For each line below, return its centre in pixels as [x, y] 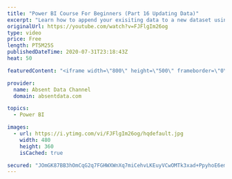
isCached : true [41, 153]
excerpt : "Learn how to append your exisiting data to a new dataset [109, 20]
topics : [18, 108]
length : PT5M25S [30, 45]
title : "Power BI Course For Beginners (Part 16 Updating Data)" [103, 13]
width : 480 [35, 140]
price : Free [24, 39]
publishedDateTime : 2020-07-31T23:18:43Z [68, 52]
